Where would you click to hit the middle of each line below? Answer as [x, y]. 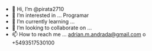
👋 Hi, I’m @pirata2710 [38, 9]
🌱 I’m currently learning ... [43, 21]
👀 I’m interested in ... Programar [50, 15]
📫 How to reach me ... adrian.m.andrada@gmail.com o [79, 34]
